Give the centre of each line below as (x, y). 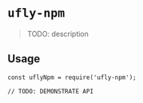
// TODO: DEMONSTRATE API (50, 91)
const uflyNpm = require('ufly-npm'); (72, 77)
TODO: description (58, 34)
